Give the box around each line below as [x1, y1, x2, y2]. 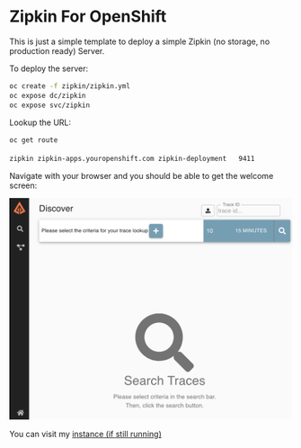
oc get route [9, 135, 58, 145]
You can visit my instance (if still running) [9, 429, 162, 440]
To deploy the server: [9, 63, 88, 74]
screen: [9, 180, 38, 191]
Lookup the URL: [9, 117, 72, 128]
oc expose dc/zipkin [9, 91, 87, 100]
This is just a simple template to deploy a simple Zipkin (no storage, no [9, 36, 270, 47]
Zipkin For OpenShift [9, 6, 167, 27]
